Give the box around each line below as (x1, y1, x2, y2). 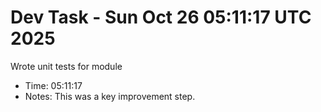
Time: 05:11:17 (24, 79, 83, 91)
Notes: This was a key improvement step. (24, 90, 196, 102)
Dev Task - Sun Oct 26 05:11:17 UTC (10, 6, 312, 29)
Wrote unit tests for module (10, 60, 123, 72)
